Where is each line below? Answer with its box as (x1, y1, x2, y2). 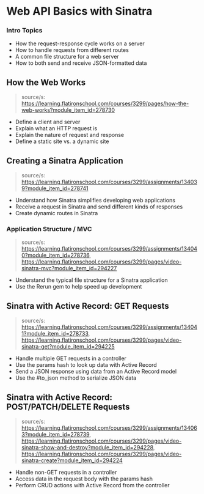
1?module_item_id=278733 (21, 330, 89, 337)
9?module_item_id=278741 (21, 185, 89, 192)
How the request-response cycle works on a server (15, 40, 145, 47)
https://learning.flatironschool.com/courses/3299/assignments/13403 (21, 179, 197, 186)
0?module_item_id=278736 (21, 252, 90, 259)
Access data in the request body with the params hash (15, 475, 153, 482)
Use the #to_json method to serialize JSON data (15, 374, 137, 382)
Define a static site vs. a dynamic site (15, 138, 109, 145)
